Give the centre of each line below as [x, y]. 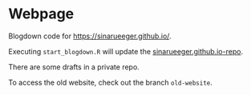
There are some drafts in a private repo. [74, 67]
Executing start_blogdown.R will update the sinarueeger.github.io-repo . [125, 51]
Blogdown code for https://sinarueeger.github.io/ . [90, 36]
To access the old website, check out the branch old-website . [110, 82]
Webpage [41, 14]
